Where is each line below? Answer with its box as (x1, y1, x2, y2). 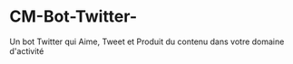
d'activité (9, 45, 44, 56)
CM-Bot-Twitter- (9, 6, 138, 27)
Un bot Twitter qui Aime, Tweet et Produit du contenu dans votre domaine (9, 36, 285, 47)
